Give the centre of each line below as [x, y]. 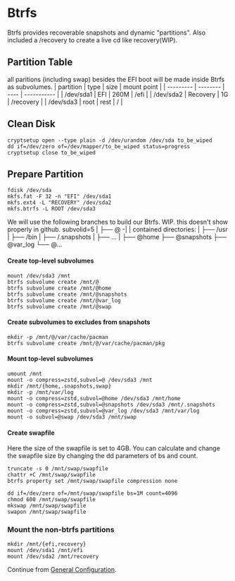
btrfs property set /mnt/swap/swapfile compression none [93, 481]
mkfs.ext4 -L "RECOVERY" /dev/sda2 [59, 203]
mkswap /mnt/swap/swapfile [47, 506]
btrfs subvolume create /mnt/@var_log [64, 300]
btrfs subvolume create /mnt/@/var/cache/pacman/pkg [86, 343]
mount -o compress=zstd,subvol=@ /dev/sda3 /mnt [80, 380]
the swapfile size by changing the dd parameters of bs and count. [103, 456]
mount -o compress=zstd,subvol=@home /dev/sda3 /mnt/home [94, 398]
